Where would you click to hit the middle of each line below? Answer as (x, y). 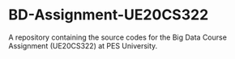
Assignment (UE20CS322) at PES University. (83, 45)
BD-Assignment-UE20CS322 (109, 15)
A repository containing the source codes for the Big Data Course (117, 37)
